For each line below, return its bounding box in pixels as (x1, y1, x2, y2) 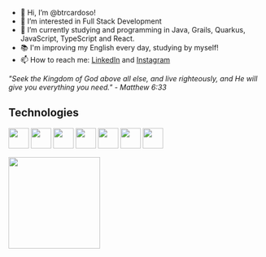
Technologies (8, 106, 80, 120)
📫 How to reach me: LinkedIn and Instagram (20, 55, 171, 64)
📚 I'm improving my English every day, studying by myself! (20, 43, 220, 52)
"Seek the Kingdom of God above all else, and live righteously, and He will (8, 74, 258, 83)
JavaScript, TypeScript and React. (20, 33, 135, 43)
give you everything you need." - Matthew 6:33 (8, 82, 167, 92)
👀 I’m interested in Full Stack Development (20, 16, 163, 26)
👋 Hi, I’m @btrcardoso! (20, 8, 96, 17)
